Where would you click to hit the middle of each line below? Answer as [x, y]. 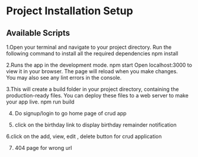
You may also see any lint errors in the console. [64, 78]
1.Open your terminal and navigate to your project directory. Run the [89, 47]
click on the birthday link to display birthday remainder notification [95, 125]
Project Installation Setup [70, 11]
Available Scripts [38, 33]
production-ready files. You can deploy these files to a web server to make [97, 95]
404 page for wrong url [43, 148]
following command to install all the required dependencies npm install [92, 54]
